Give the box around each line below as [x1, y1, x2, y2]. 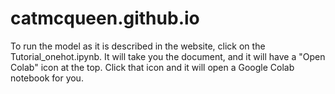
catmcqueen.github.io [10, 7, 200, 30]
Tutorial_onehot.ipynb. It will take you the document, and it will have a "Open [10, 50, 326, 62]
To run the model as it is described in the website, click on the [10, 40, 266, 52]
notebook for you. [10, 72, 84, 84]
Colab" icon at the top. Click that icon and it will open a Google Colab [10, 61, 295, 73]
